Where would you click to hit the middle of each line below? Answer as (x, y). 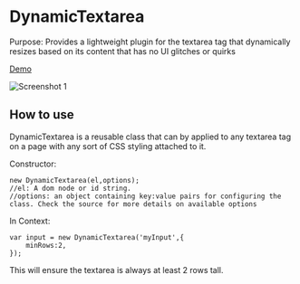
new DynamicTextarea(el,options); (75, 180)
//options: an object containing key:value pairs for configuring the (145, 196)
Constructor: (33, 164)
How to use (42, 115)
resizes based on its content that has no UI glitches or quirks (122, 51)
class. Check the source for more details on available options (133, 204)
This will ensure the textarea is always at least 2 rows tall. (116, 270)
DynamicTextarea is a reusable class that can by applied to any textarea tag (150, 137)
